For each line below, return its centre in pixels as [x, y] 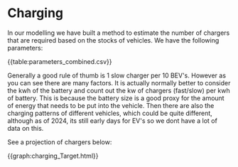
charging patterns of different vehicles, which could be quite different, [110, 113]
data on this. [26, 128]
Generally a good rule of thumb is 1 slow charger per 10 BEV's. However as [117, 75]
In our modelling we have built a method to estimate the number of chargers [119, 33]
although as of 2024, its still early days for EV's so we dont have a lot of [113, 120]
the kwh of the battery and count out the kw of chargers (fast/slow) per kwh [119, 90]
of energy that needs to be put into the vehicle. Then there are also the [111, 105]
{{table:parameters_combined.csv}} [60, 61]
